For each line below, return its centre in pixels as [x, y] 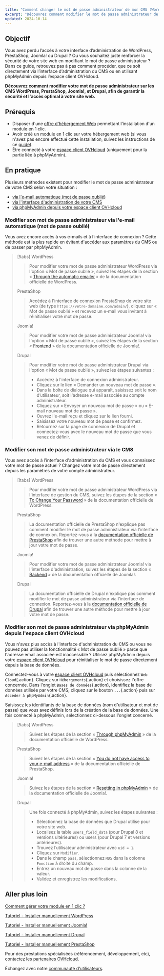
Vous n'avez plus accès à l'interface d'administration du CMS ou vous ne [79, 644]
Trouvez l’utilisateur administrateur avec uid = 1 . [85, 848]
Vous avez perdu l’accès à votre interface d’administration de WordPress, [79, 51]
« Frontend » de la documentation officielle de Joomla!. [85, 346]
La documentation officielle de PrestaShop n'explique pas [87, 524]
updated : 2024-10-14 [26, 19]
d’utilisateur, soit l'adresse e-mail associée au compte [91, 395]
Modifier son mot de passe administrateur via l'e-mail [70, 220]
